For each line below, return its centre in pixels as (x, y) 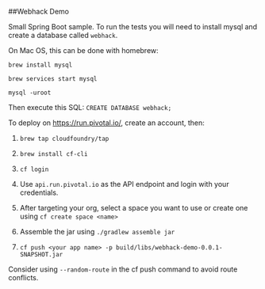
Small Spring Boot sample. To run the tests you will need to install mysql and (133, 27)
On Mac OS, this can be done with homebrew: (83, 50)
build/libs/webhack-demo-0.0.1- (169, 248)
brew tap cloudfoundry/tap (64, 139)
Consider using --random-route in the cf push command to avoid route (123, 269)
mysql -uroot (30, 93)
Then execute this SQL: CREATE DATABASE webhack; (90, 107)
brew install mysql (40, 65)
